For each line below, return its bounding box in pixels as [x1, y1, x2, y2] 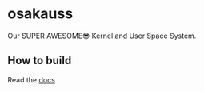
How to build [7, 54, 72, 67]
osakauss [7, 5, 74, 23]
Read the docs [7, 75, 55, 84]
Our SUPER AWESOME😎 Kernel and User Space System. [7, 31, 197, 40]
